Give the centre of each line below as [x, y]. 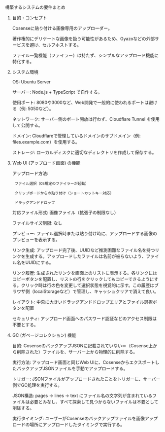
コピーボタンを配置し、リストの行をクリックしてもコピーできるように [83, 279]
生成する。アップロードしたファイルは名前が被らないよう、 [86, 256]
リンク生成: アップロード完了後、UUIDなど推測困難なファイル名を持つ [83, 250]
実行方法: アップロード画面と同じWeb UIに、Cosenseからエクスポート [83, 362]
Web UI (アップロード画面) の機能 [46, 163]
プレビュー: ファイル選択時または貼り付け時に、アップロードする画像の [85, 234]
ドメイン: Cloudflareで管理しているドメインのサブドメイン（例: [76, 136]
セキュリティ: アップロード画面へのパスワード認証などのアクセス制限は [84, 319]
